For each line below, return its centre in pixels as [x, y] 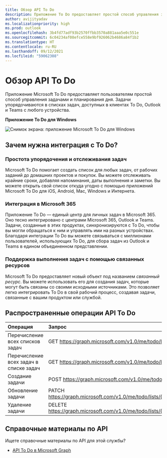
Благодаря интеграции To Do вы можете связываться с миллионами [78, 236]
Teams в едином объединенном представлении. [57, 246]
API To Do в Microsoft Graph [42, 451]
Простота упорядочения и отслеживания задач [66, 159]
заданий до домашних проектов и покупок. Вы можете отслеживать [78, 175]
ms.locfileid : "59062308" [32, 56]
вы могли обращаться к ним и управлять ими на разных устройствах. [80, 230]
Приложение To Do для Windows [41, 120]
